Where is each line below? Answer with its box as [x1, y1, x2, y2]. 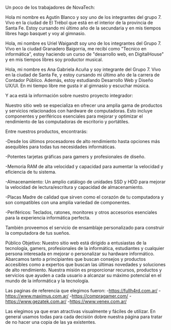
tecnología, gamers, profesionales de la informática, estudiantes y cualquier [5, 245, 164, 251]
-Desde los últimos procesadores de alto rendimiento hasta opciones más [5, 139, 160, 144]
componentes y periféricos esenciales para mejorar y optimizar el [5, 113, 144, 119]
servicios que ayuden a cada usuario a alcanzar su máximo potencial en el [5, 272, 162, 278]
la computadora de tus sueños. [5, 230, 71, 236]
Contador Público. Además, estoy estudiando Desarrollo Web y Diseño [5, 77, 154, 83]
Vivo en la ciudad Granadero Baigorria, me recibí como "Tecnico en [5, 46, 147, 51]
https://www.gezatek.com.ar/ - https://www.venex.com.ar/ [5, 298, 127, 305]
